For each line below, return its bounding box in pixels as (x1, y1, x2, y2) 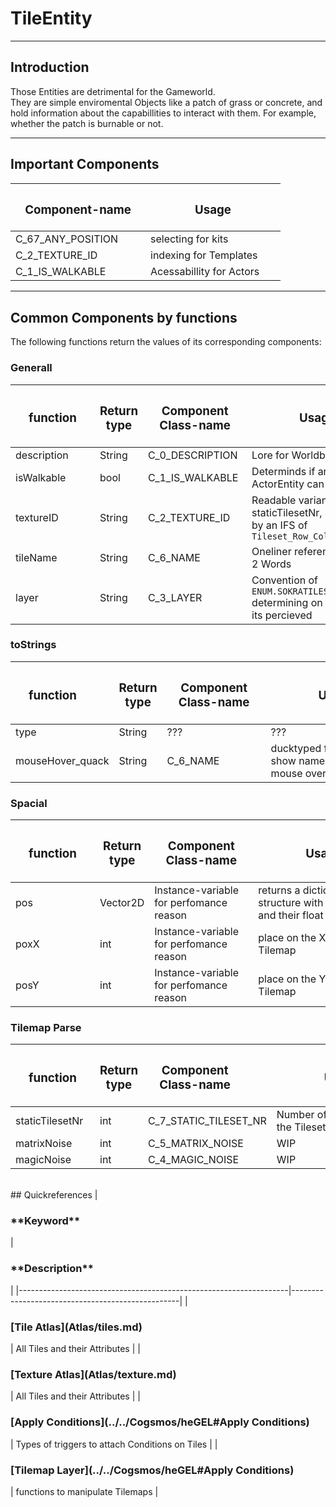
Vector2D (99, 895, 145, 909)
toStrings (10, 638, 57, 652)
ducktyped (270, 741, 322, 755)
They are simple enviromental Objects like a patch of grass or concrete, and (10, 96, 323, 108)
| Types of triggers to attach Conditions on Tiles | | (10, 1438, 218, 1450)
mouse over (270, 766, 327, 780)
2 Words (251, 557, 292, 571)
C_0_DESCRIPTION (148, 448, 238, 462)
